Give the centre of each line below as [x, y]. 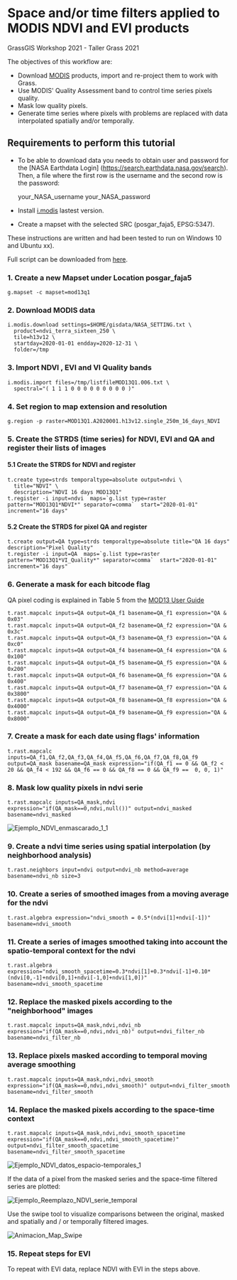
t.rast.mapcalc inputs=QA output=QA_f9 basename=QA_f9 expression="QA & [117, 712]
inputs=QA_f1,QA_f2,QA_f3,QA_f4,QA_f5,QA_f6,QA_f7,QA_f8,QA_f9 [103, 757]
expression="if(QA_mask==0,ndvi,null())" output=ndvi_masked [100, 809]
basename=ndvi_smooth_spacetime [55, 984]
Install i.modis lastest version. [61, 210]
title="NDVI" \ [36, 486]
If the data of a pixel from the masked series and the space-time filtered [112, 1178]
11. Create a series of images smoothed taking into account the [118, 942]
